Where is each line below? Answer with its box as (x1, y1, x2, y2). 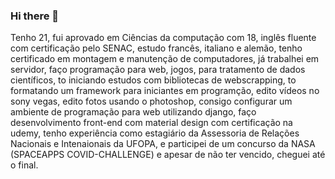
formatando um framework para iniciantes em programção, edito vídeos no (10, 85, 320, 97)
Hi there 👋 (10, 9, 60, 23)
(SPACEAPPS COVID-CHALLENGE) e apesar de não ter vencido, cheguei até (10, 149, 326, 161)
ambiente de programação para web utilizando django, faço (10, 106, 257, 118)
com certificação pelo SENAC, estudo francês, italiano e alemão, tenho (10, 42, 303, 54)
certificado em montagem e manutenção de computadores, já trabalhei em (10, 53, 320, 65)
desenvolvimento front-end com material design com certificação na (10, 117, 293, 129)
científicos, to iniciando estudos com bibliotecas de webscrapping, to (10, 74, 297, 86)
